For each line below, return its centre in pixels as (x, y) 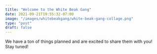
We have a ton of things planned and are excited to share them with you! (79, 41)
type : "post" (19, 23)
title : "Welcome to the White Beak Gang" (48, 9)
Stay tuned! (17, 47)
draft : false (19, 28)
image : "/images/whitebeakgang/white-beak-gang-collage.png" (69, 18)
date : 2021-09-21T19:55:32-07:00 (39, 14)
